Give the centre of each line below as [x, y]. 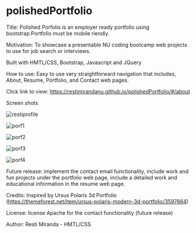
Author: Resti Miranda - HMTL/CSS [49, 224]
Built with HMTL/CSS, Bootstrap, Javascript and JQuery [74, 62]
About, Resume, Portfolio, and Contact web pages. [67, 80]
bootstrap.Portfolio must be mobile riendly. [58, 33]
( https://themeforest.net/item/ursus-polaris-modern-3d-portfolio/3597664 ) [97, 201]
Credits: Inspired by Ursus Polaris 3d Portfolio [62, 195]
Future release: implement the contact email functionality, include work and [97, 171]
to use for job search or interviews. [49, 51]
